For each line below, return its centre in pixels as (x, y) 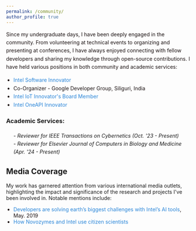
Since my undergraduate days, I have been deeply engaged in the (85, 34)
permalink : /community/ (35, 11)
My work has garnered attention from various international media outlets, (94, 185)
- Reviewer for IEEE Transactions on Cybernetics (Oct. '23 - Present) (97, 135)
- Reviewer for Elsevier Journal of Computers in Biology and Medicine (98, 143)
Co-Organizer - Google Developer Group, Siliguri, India (80, 88)
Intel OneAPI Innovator (41, 104)
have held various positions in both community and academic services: (92, 67)
